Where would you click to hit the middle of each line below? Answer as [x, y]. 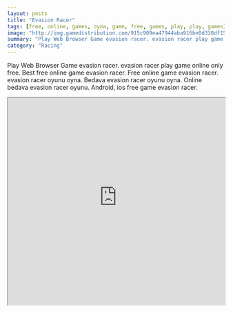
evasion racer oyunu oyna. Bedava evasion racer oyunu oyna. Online [104, 80]
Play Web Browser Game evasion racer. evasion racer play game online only [115, 65]
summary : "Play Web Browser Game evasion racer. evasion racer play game [115, 39]
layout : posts [28, 13]
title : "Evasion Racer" [41, 20]
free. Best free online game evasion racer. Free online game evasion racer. [113, 73]
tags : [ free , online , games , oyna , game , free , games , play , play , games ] [117, 26]
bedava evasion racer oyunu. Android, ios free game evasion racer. [102, 87]
